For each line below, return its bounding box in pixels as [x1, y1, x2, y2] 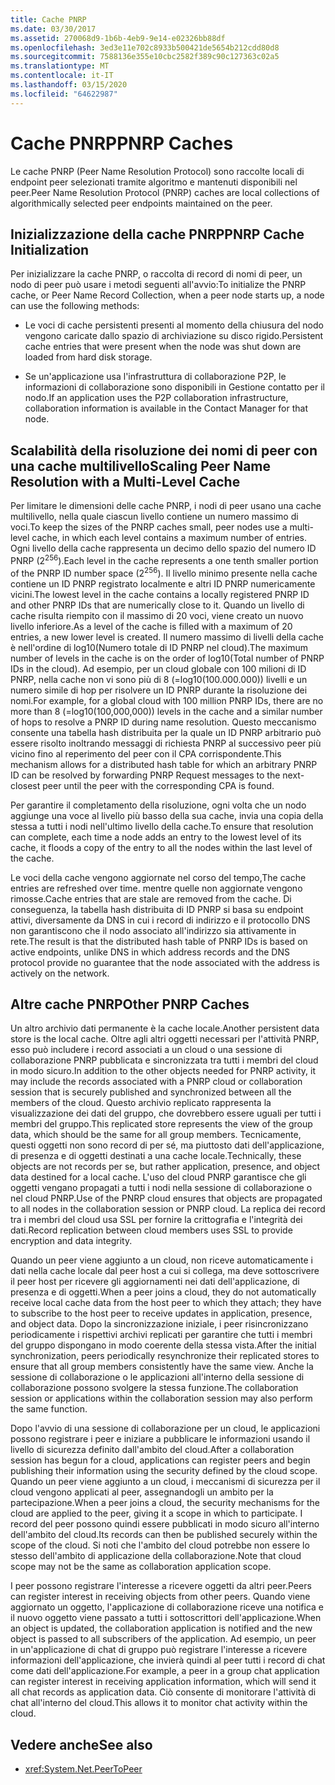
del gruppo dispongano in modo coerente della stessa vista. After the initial [10, 1339, 317, 1351]
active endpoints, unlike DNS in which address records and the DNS [10, 946, 290, 958]
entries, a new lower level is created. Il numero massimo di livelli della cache [10, 631, 324, 643]
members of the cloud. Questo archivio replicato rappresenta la [10, 1097, 272, 1109]
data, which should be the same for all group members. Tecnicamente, [10, 1129, 302, 1141]
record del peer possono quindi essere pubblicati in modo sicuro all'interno [10, 1518, 320, 1530]
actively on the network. [10, 967, 110, 979]
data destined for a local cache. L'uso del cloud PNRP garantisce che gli [10, 1171, 307, 1183]
